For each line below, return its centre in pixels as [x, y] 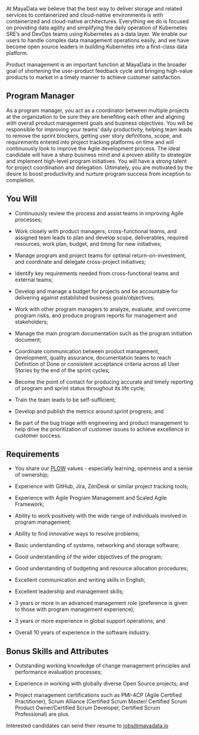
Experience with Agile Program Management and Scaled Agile [91, 498]
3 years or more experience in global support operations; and [90, 621]
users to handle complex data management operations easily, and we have [98, 40]
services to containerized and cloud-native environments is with [85, 15]
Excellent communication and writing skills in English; [80, 580]
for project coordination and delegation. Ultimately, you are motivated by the [99, 167]
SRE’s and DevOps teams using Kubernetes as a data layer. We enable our [97, 34]
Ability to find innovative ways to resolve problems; [77, 534]
